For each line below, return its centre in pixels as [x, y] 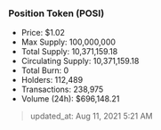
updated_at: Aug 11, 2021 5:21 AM [91, 116]
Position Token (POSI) [56, 13]
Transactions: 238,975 [62, 89]
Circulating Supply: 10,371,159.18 [80, 61]
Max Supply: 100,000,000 [68, 42]
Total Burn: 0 [44, 70]
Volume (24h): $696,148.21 [70, 99]
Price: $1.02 [43, 33]
